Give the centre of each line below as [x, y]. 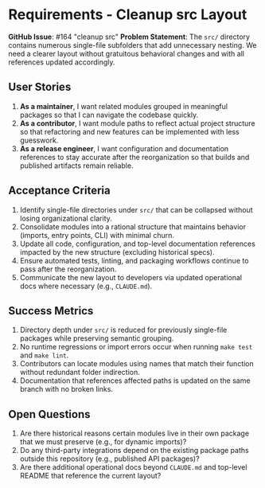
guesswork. [39, 140]
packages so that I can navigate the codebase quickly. [109, 115]
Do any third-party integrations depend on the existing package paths [134, 451]
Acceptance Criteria [59, 191]
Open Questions [49, 414]
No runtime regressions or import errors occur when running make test [136, 347]
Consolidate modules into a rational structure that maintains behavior [133, 226]
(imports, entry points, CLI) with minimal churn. [97, 235]
